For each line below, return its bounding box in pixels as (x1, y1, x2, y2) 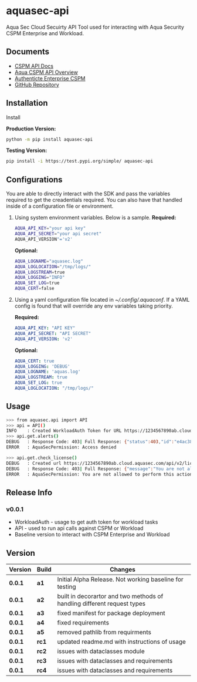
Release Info (6, 487, 53, 497)
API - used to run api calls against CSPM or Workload (14, 525, 144, 532)
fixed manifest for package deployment (57, 609, 165, 617)
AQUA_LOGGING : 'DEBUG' (14, 363, 70, 369)
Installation (6, 98, 48, 108)
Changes (109, 565, 136, 573)
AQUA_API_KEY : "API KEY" (14, 325, 76, 331)
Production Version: (6, 125, 56, 132)
